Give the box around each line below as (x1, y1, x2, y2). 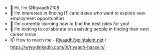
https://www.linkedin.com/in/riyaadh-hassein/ (10, 44, 105, 50)
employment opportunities (10, 15, 65, 21)
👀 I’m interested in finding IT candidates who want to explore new (10, 10, 145, 16)
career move (10, 31, 37, 37)
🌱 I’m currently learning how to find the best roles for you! (10, 20, 129, 26)
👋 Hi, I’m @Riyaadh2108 (10, 5, 60, 10)
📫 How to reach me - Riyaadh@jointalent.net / (10, 37, 107, 42)
